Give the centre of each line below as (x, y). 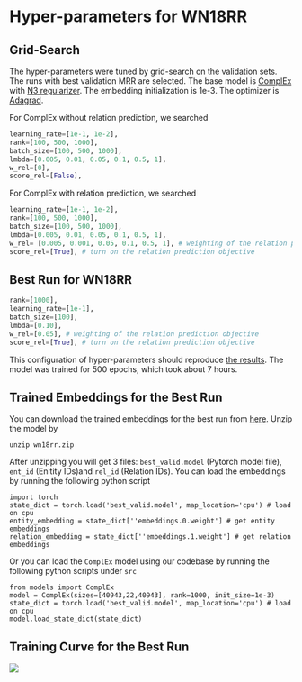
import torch (34, 497)
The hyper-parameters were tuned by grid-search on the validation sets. (143, 71)
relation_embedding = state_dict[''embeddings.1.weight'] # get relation (151, 537)
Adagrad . (27, 100)
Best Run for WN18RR (71, 280)
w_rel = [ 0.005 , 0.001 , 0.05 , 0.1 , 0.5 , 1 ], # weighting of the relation (148, 243)
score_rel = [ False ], (46, 176)
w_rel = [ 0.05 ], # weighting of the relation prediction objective (134, 334)
